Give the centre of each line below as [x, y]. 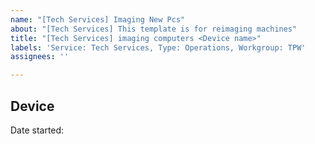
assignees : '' [40, 57]
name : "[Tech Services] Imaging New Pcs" [98, 19]
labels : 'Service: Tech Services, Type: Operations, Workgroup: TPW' [158, 47]
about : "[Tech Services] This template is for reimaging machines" [154, 29]
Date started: [37, 130]
